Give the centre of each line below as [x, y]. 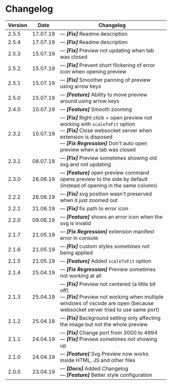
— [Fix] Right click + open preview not [106, 117]
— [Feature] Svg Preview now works [104, 354]
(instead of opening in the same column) [109, 185]
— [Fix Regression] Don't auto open [103, 143]
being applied [76, 252]
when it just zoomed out [89, 200]
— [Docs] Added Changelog [94, 368]
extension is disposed [86, 137]
